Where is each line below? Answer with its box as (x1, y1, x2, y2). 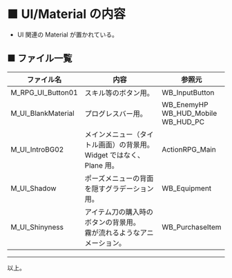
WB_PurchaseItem (162, 222, 222, 232)
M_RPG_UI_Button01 (10, 88, 78, 97)
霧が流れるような (84, 228, 140, 237)
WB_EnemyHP (162, 99, 209, 109)
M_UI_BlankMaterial (10, 108, 75, 118)
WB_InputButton (162, 88, 215, 97)
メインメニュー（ (84, 129, 140, 139)
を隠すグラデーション (84, 183, 154, 193)
